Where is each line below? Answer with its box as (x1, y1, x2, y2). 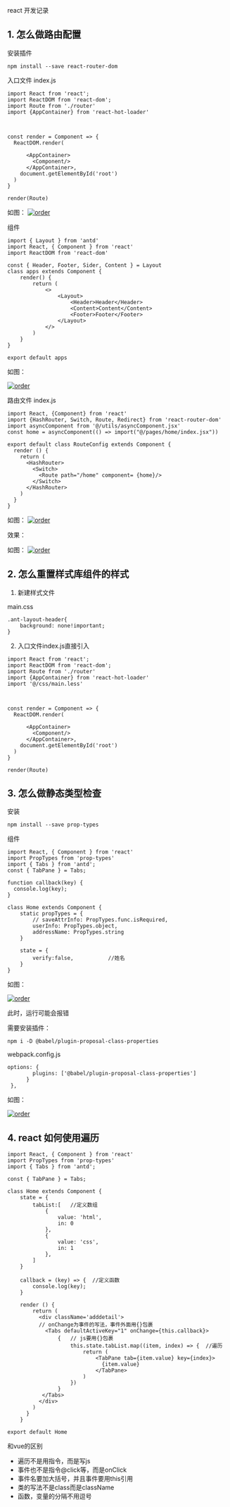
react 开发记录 (7, 6, 49, 14)
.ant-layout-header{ (7, 615, 68, 623)
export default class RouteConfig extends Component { (7, 441, 172, 448)
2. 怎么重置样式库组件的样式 (7, 568, 129, 580)
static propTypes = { (20, 911, 83, 918)
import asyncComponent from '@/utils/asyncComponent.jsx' (7, 422, 181, 430)
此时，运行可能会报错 (7, 1009, 69, 1018)
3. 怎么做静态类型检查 (7, 787, 102, 799)
